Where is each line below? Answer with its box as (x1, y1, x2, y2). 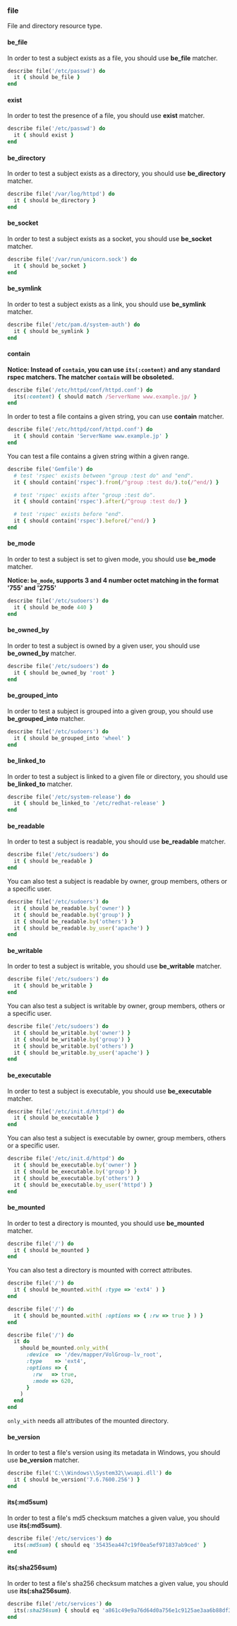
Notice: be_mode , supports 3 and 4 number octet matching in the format (7, 576, 219, 585)
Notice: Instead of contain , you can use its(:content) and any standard (7, 365, 221, 373)
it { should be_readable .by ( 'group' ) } (13, 911, 131, 918)
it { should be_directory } (13, 197, 97, 204)
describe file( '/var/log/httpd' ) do (7, 190, 115, 198)
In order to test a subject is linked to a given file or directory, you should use (7, 772, 228, 780)
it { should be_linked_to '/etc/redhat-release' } (13, 800, 166, 807)
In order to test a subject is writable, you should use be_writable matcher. (7, 962, 222, 971)
